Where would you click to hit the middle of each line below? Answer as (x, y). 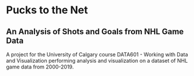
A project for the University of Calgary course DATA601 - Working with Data (97, 55)
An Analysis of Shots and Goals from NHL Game (95, 32)
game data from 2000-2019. (40, 67)
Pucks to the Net (47, 10)
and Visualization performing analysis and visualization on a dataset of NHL (97, 61)
